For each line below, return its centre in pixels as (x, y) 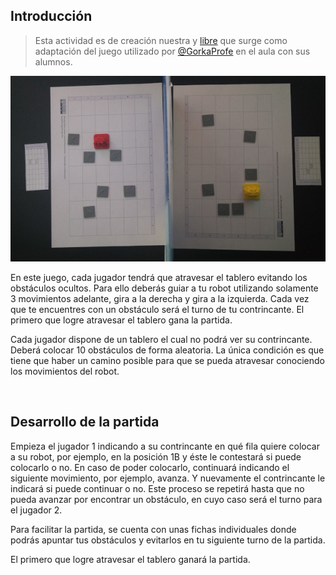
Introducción (51, 16)
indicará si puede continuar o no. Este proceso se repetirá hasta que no (157, 488)
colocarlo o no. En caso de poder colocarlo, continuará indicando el (150, 467)
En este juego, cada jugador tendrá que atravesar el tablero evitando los (159, 277)
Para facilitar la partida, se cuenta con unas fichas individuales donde (153, 529)
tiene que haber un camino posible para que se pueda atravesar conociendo (167, 360)
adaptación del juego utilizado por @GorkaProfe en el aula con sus (172, 51)
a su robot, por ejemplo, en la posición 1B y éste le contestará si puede (156, 456)
